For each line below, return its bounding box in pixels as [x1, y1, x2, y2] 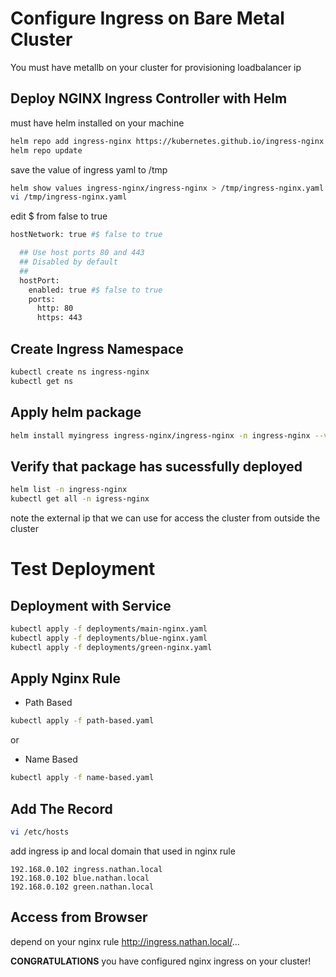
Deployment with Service [10, 597, 172, 614]
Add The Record [10, 800, 113, 817]
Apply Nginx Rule [10, 670, 121, 687]
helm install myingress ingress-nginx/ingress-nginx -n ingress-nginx [10, 430, 311, 441]
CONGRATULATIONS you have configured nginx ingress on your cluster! [10, 955, 312, 967]
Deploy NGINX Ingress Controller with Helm [10, 90, 288, 107]
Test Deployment [10, 558, 156, 581]
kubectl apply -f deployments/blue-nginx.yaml [10, 633, 208, 643]
